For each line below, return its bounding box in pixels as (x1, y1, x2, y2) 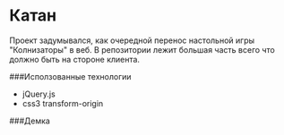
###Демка (9, 115, 51, 126)
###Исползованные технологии (9, 71, 132, 81)
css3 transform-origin (22, 97, 104, 108)
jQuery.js (22, 89, 56, 99)
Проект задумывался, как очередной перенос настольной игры (9, 35, 255, 46)
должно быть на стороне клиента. (9, 54, 141, 64)
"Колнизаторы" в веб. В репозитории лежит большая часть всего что (9, 44, 275, 55)
